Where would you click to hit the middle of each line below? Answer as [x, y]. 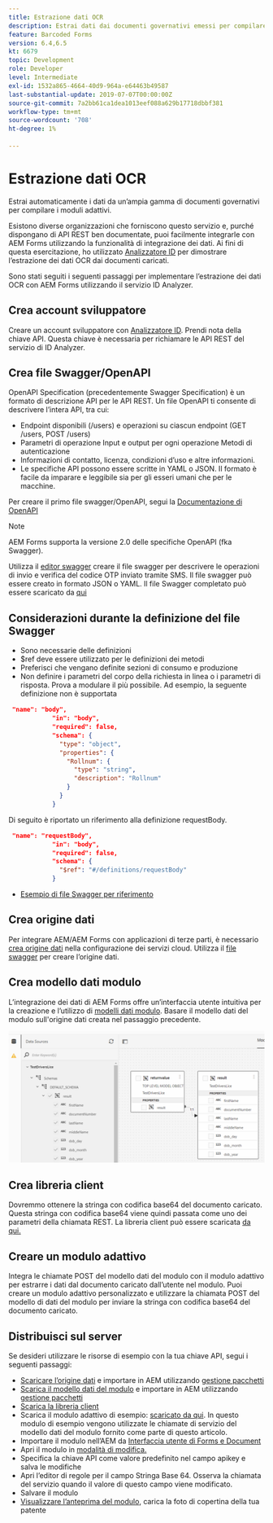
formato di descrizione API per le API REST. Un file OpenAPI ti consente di [132, 401]
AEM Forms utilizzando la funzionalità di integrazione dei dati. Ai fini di [126, 243]
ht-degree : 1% [32, 129]
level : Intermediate [43, 77]
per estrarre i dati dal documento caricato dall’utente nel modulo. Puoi [125, 1285]
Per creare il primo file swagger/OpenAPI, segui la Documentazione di [126, 502]
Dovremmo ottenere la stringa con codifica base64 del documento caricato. [135, 1205]
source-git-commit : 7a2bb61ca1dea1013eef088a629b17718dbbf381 [116, 103]
